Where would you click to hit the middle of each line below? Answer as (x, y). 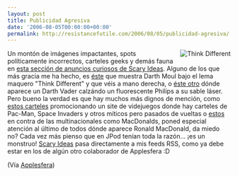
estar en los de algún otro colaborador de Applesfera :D (89, 151)
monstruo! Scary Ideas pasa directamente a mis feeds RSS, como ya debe (116, 144)
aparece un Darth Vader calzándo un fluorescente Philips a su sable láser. (115, 91)
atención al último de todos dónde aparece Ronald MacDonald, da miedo (114, 129)
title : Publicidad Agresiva (49, 20)
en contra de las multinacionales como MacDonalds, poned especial (107, 122)
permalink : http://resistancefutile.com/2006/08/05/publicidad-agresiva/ (119, 34)
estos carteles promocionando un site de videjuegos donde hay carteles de (118, 106)
